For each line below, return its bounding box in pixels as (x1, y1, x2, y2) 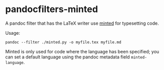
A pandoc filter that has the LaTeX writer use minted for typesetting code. (5, 20, 159, 26)
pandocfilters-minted (5, 4, 98, 15)
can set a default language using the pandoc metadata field (5, 54, 130, 60)
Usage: (5, 30, 20, 36)
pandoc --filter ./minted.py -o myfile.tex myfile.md (5, 39, 122, 45)
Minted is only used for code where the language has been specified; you (5, 48, 159, 54)
